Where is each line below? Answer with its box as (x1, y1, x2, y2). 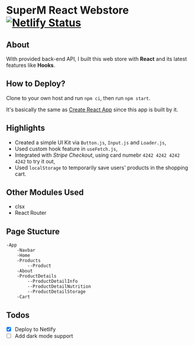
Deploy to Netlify (14, 326, 56, 333)
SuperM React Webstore (6, 4, 129, 17)
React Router (14, 209, 47, 217)
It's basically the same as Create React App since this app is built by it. (6, 106, 179, 113)
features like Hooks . (6, 62, 56, 69)
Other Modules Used (6, 188, 84, 198)
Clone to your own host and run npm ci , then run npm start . (6, 94, 151, 101)
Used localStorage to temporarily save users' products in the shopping (14, 164, 188, 171)
